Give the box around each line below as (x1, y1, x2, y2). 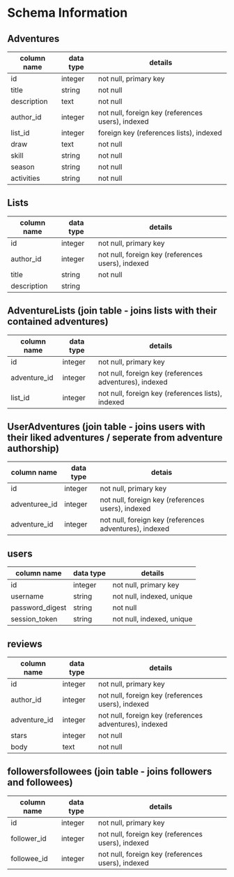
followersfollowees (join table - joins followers (7, 766, 212, 778)
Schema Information (7, 5, 128, 21)
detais (150, 468, 173, 478)
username (10, 591, 44, 601)
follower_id (10, 833, 47, 843)
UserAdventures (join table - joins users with (7, 421, 205, 433)
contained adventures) (7, 316, 109, 327)
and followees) (7, 776, 73, 788)
